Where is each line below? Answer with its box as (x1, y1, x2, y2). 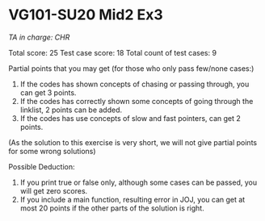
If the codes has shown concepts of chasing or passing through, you (19, 79, 250, 89)
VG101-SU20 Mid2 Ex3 (8, 6, 163, 24)
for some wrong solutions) (8, 146, 96, 156)
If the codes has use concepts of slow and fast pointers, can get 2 (19, 113, 241, 123)
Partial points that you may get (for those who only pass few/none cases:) (8, 63, 254, 73)
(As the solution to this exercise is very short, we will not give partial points (8, 137, 257, 147)
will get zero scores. (19, 186, 88, 195)
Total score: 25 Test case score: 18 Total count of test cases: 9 (8, 48, 217, 57)
